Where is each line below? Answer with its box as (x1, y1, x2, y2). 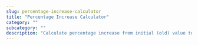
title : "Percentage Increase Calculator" (6, 14, 110, 20)
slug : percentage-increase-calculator (6, 8, 101, 15)
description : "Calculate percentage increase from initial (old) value (6, 30, 186, 36)
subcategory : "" (6, 25, 46, 31)
